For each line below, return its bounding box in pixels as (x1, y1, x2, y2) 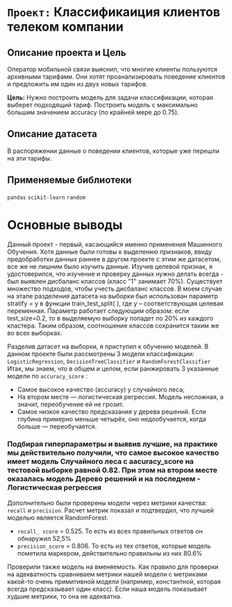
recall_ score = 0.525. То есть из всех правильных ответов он (17, 526, 203, 535)
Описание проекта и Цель (7, 47, 126, 58)
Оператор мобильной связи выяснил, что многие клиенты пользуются (7, 65, 217, 73)
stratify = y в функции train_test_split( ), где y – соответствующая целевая (7, 299, 224, 307)
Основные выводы (7, 217, 123, 233)
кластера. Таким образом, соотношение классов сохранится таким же (7, 321, 219, 330)
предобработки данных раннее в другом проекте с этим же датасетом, (7, 254, 222, 263)
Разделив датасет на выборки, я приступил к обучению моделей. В (7, 342, 209, 350)
